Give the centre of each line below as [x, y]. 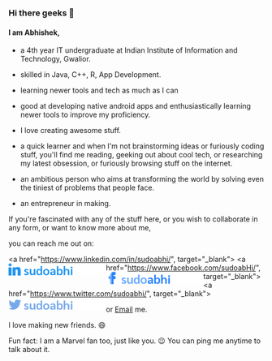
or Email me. [127, 309]
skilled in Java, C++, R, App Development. [91, 75]
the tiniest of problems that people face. [87, 188]
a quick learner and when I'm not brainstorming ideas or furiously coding [142, 146]
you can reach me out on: [52, 243]
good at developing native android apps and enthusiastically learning [136, 106]
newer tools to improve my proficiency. [85, 115]
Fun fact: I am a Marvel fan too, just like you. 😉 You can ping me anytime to [135, 341]
